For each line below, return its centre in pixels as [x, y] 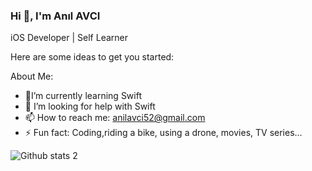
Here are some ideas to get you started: [92, 57]
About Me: [32, 76]
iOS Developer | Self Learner [69, 38]
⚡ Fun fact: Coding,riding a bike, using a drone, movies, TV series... [163, 133]
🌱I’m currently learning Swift [83, 96]
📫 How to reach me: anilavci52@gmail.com [115, 118]
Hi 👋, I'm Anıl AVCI [55, 16]
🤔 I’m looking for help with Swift [90, 106]
